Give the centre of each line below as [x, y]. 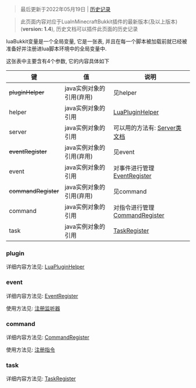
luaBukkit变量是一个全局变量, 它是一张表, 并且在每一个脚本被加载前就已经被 [97, 41]
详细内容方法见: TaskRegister [41, 379]
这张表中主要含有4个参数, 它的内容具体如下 [58, 61]
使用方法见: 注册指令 [31, 349]
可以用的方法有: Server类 [148, 128]
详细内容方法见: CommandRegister [48, 337]
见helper [125, 93]
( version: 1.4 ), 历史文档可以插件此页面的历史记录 [79, 29]
